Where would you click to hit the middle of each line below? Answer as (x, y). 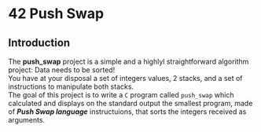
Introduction (39, 43)
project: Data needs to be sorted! (62, 70)
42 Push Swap (56, 14)
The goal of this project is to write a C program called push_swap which (121, 95)
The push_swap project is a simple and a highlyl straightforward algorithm (129, 61)
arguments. (27, 120)
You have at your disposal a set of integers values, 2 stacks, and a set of (125, 78)
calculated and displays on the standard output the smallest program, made (130, 103)
